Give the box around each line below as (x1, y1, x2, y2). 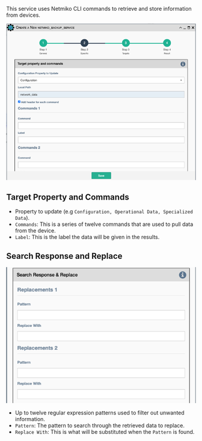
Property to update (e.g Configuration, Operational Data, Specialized (14, 208, 194, 215)
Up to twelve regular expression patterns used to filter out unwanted (14, 409, 185, 416)
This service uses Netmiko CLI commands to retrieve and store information (6, 5, 192, 12)
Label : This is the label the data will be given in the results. (14, 234, 160, 241)
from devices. (6, 11, 41, 19)
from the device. (14, 227, 56, 234)
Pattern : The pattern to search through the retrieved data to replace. (14, 422, 185, 429)
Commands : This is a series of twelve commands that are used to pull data (14, 221, 194, 228)
